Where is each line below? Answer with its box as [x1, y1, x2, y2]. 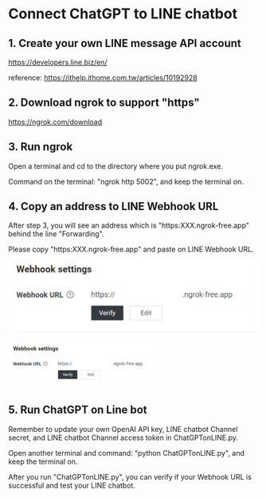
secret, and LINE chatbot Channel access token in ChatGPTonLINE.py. [8, 433, 239, 442]
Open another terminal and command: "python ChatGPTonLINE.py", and [8, 448, 245, 457]
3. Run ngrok [8, 140, 73, 154]
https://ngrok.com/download [8, 117, 103, 126]
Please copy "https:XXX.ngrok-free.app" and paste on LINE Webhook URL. [8, 244, 254, 255]
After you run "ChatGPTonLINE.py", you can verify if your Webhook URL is [8, 472, 252, 481]
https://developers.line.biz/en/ [8, 57, 108, 67]
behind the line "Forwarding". [8, 229, 104, 239]
